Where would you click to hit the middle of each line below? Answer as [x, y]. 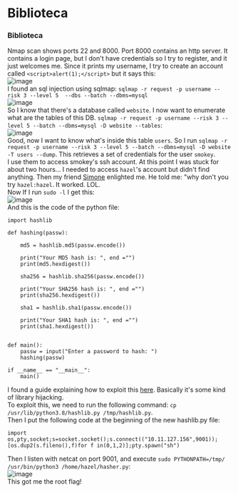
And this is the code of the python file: [63, 208]
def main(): [25, 345]
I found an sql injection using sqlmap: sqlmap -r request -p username [109, 89]
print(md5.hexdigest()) [56, 264]
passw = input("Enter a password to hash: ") [89, 352]
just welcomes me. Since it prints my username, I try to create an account [115, 66]
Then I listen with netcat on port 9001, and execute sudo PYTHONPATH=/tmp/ [117, 459]
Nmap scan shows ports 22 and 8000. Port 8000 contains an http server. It [118, 51]
